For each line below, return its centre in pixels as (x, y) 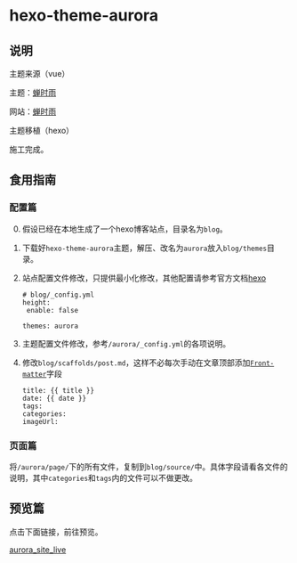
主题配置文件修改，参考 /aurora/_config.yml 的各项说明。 (126, 343)
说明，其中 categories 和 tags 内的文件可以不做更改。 (104, 477)
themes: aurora (50, 326)
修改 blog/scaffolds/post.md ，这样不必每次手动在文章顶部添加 (136, 363)
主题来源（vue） (40, 73)
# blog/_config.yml (58, 295)
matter (34, 374)
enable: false (52, 310)
